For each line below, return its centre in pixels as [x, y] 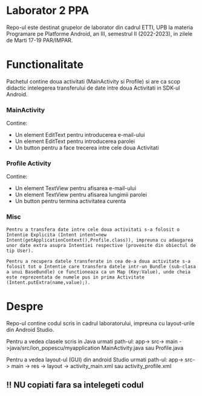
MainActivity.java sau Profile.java [142, 348]
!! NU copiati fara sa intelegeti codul [75, 385]
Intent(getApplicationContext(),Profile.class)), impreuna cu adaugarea [100, 240]
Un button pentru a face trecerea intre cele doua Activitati [87, 148]
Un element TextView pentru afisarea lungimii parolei [81, 195]
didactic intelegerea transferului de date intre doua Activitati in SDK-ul [93, 88]
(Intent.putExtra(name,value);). [48, 282]
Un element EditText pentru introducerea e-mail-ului [80, 135]
